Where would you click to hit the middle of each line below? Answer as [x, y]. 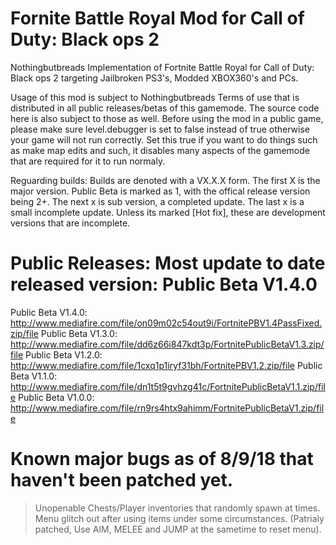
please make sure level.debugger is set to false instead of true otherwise [160, 129]
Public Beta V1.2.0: [64, 354]
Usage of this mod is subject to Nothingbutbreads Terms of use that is [155, 97]
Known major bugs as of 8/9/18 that [162, 459]
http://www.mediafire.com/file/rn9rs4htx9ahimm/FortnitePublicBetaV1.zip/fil [167, 408]
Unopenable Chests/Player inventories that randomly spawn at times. [177, 508]
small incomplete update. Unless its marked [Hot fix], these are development [168, 212]
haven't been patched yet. [122, 480]
